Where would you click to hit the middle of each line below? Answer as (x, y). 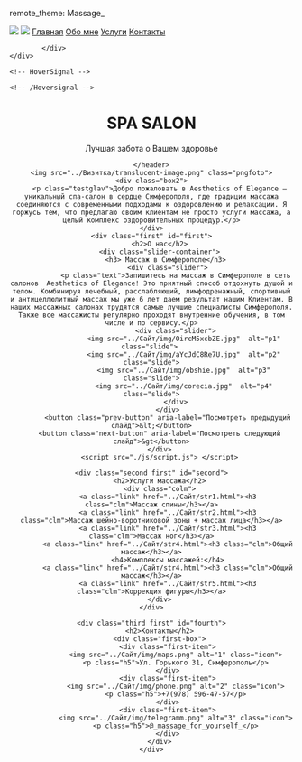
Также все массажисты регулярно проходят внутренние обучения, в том (151, 315)
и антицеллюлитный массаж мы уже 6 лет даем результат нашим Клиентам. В (151, 299)
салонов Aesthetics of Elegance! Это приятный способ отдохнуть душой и (151, 283)
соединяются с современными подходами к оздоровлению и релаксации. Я (151, 204)
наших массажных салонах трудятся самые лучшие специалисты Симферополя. (151, 307)
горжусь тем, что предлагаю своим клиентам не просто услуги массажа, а (151, 212)
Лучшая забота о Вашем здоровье (151, 148)
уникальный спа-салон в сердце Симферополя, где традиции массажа (151, 196)
